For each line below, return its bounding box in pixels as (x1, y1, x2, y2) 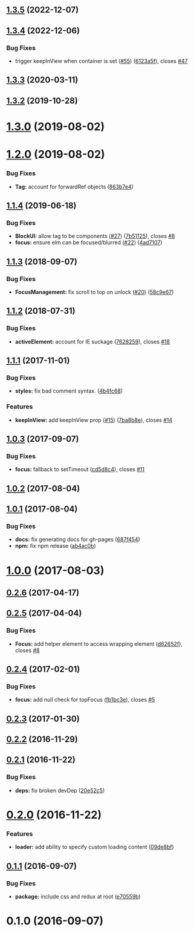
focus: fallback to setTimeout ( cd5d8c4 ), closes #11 (15, 466, 145, 473)
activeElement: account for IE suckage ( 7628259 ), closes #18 (15, 338, 170, 345)
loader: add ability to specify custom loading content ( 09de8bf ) (15, 844, 174, 851)
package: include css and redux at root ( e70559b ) (15, 893, 141, 900)
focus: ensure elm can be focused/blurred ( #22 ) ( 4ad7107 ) (15, 239, 163, 246)
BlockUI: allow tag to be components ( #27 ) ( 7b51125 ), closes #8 (15, 233, 175, 240)
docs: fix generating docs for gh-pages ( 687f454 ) (15, 536, 140, 543)
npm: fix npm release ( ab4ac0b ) (15, 542, 96, 550)
